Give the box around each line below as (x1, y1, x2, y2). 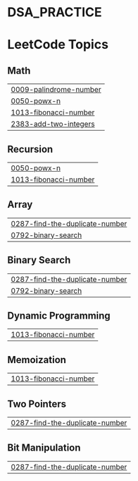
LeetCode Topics (7, 37, 109, 53)
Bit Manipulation (7, 442, 81, 454)
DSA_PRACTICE (7, 4, 102, 20)
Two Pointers (7, 398, 67, 410)
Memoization (7, 354, 67, 366)
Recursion (7, 143, 54, 155)
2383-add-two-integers (11, 119, 95, 129)
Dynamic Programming (7, 310, 111, 322)
